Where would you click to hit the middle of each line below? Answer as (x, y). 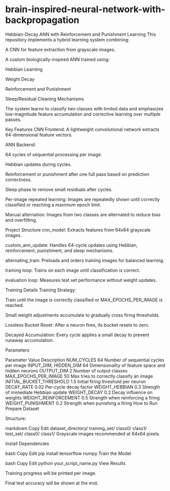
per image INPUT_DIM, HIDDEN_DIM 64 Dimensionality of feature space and (85, 365)
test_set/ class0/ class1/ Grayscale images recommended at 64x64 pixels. (83, 434)
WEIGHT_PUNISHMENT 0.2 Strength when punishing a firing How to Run (81, 403)
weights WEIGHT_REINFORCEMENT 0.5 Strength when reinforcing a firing (82, 397)
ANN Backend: (21, 145)
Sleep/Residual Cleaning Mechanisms (45, 99)
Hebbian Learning (24, 69)
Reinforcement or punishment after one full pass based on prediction (77, 174)
